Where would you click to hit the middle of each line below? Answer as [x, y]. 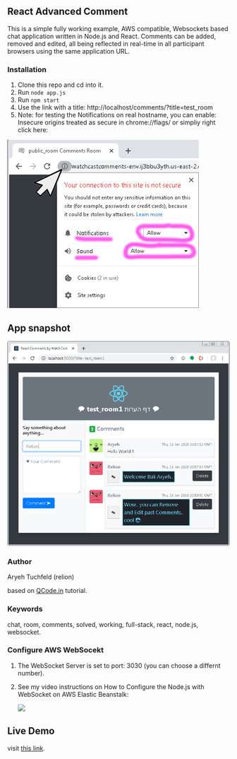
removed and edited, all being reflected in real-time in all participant [106, 43]
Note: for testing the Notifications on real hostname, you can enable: [117, 115]
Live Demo [31, 731]
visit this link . [26, 748]
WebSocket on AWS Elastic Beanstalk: [73, 694]
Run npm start [38, 100]
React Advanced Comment [68, 12]
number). [31, 673]
